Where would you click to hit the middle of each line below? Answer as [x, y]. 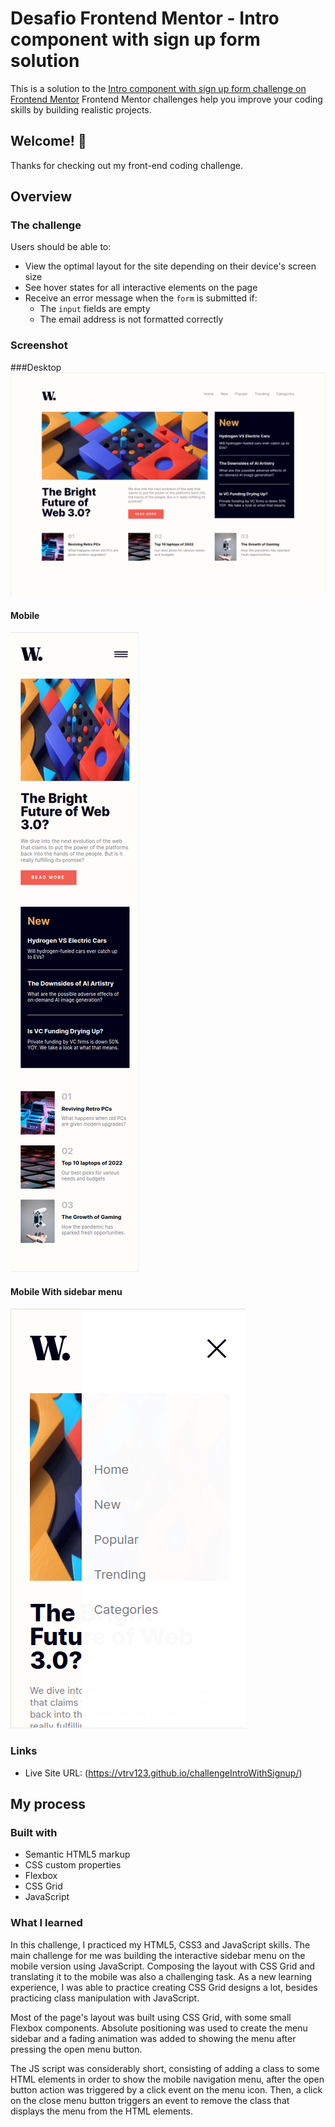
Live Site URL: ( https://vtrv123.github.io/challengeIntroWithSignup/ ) [163, 1773]
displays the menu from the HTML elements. [102, 2111]
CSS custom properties [73, 1865]
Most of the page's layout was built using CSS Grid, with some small [151, 2017]
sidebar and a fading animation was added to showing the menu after [153, 2038]
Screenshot [39, 345]
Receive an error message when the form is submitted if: [141, 298]
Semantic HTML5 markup [77, 1854]
